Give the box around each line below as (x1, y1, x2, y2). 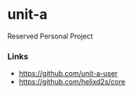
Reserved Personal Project (7, 31, 93, 41)
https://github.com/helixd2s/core (18, 77, 126, 87)
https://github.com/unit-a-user (18, 69, 118, 78)
